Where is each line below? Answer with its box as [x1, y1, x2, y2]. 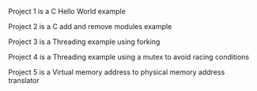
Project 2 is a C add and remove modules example [8, 22, 172, 31]
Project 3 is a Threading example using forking [8, 37, 161, 46]
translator [8, 76, 40, 85]
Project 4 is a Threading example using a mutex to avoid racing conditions [8, 53, 250, 61]
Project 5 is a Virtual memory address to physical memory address [8, 67, 225, 77]
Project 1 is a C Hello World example [8, 7, 127, 16]
